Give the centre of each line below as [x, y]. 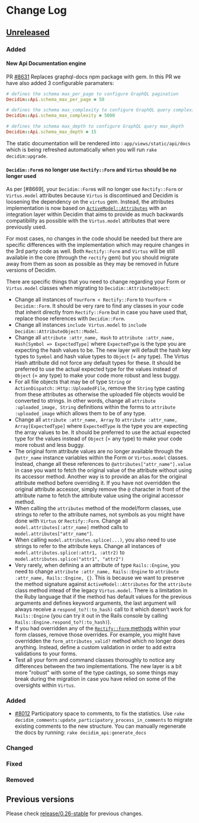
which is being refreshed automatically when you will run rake [81, 149]
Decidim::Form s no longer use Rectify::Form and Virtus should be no [91, 170]
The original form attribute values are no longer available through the [99, 451]
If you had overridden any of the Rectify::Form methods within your [97, 628]
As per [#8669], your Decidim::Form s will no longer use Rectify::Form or [95, 189]
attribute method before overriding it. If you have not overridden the [97, 483]
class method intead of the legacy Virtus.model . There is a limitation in [101, 590]
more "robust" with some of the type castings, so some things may [97, 672]
